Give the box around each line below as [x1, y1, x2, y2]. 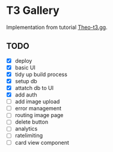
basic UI [14, 64, 36, 71]
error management [14, 105, 62, 112]
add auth [14, 91, 37, 98]
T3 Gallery [6, 4, 60, 17]
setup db [14, 77, 37, 84]
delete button [14, 118, 49, 125]
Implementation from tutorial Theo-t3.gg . [6, 24, 108, 31]
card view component [14, 139, 69, 146]
